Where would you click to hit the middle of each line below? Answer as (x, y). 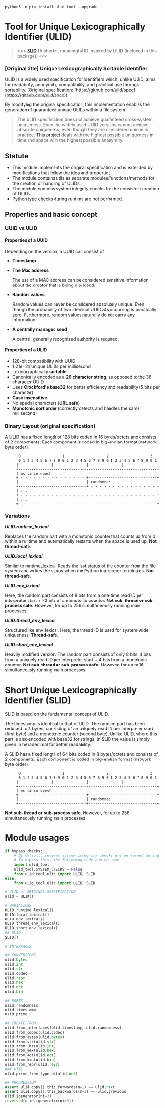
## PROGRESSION (21, 1082)
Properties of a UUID (27, 240)
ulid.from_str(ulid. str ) (30, 1042)
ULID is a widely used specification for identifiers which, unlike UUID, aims (80, 79)
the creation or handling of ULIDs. (46, 183)
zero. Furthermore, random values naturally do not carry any (73, 315)
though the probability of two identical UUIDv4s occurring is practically (84, 309)
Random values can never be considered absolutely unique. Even (78, 304)
